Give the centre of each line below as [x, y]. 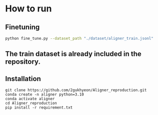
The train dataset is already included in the [73, 54]
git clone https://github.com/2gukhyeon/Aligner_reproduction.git [76, 90]
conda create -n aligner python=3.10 [45, 95]
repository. [23, 62]
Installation [23, 78]
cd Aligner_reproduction [31, 103]
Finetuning [23, 27]
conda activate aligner [30, 99]
